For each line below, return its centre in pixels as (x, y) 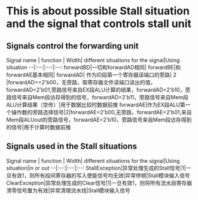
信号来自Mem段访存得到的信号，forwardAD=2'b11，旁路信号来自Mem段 (100, 97)
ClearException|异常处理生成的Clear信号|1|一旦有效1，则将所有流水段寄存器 (99, 183)
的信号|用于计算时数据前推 (39, 127)
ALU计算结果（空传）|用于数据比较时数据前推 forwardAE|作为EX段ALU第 (96, 105)
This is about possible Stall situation (98, 11)
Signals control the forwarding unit (72, 46)
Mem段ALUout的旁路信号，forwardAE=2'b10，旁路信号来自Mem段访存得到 (99, 120)
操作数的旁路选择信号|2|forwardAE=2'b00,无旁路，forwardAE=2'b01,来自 (102, 112)
